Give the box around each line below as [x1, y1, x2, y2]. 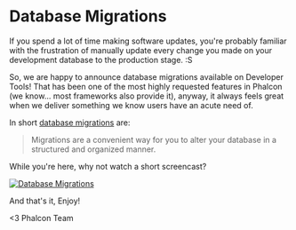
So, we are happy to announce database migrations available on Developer [9, 71, 284, 82]
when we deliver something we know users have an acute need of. [9, 99, 253, 110]
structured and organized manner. [30, 144, 156, 155]
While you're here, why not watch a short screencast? [9, 161, 207, 171]
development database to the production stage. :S [9, 54, 193, 65]
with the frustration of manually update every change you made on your [9, 44, 273, 55]
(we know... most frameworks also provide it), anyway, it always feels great [9, 91, 284, 101]
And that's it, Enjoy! [9, 195, 81, 206]
